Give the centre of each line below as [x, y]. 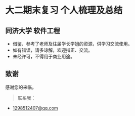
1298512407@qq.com [35, 108]
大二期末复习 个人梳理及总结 [64, 10]
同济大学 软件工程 [33, 31]
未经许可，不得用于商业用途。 [43, 56]
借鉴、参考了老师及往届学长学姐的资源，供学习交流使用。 [72, 44]
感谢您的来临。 [21, 87]
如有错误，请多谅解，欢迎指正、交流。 [52, 50]
